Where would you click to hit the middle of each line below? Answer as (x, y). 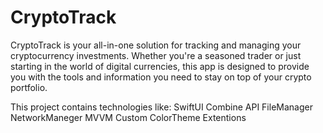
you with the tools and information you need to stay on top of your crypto (161, 77)
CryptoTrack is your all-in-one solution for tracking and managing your (156, 45)
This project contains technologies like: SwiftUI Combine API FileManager (161, 107)
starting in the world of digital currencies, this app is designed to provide (160, 66)
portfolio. (29, 87)
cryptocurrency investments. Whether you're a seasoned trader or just (156, 55)
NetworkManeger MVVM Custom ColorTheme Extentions (128, 117)
